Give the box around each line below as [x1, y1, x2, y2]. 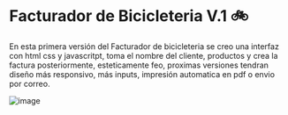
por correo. [9, 78, 50, 89]
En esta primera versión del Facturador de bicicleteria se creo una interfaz [9, 40, 280, 52]
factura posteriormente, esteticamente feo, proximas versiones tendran [9, 60, 269, 70]
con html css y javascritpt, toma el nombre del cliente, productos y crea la [9, 50, 278, 61]
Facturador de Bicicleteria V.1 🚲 [9, 6, 249, 26]
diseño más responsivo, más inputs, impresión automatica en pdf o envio [9, 68, 276, 79]
